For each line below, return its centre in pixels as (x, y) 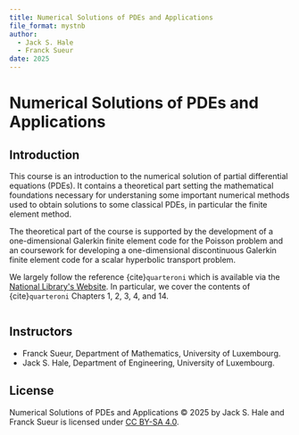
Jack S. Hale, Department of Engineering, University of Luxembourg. (148, 363)
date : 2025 (29, 59)
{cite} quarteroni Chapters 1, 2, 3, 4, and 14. (89, 296)
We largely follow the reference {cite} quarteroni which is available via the (145, 277)
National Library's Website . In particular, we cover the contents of (130, 287)
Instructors (41, 332)
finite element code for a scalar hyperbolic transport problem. (123, 260)
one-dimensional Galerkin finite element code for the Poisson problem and (146, 241)
